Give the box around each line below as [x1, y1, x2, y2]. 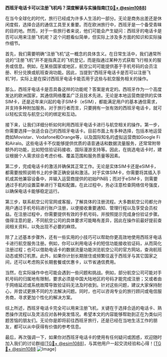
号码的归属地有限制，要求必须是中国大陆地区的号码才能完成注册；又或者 [9, 276, 158, 281]
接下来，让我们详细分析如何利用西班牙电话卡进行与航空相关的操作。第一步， [5, 122, 162, 127]
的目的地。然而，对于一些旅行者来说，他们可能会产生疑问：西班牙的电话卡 [5, 28, 158, 34]
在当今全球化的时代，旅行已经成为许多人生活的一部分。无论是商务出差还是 [5, 15, 158, 21]
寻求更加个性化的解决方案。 [18, 294, 75, 300]
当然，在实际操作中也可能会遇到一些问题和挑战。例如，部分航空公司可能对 [5, 269, 158, 275]
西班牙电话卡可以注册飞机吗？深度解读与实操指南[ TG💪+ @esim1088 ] [5, 5, 147, 10]
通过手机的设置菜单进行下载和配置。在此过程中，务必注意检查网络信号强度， [5, 182, 162, 188]
